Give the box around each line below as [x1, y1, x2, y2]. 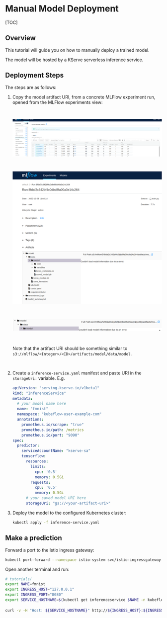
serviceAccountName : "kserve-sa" [21, 448, 91, 453]
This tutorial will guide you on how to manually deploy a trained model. [5, 47, 150, 53]
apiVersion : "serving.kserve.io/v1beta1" [12, 385, 100, 390]
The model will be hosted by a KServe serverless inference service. [5, 57, 144, 63]
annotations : [17, 417, 44, 422]
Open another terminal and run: [5, 566, 70, 572]
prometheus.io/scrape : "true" [21, 422, 84, 427]
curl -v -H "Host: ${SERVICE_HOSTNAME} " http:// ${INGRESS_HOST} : [5, 608, 143, 613]
